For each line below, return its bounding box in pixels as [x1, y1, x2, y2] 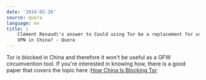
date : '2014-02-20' [6, 8, 56, 15]
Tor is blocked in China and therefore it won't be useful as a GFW [6, 54, 171, 61]
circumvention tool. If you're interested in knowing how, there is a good [6, 60, 186, 67]
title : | [6, 25, 29, 32]
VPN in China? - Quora [17, 37, 75, 43]
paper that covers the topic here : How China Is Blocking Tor [6, 67, 158, 73]
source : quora [6, 15, 43, 21]
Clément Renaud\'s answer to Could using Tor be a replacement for [17, 32, 193, 38]
